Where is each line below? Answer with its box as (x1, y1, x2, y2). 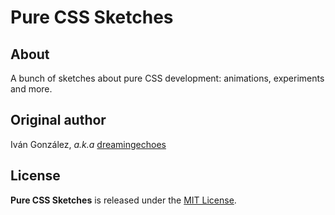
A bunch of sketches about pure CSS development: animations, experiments (10, 72, 325, 84)
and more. (10, 83, 53, 95)
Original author (10, 112, 107, 129)
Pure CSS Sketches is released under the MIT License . (10, 194, 237, 206)
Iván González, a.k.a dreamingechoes (10, 138, 167, 150)
